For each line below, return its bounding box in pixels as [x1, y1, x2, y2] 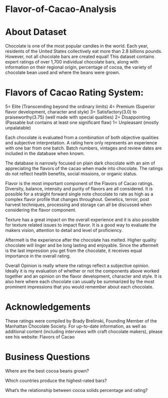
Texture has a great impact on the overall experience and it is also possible [5, 216, 159, 223]
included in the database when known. [5, 150, 85, 156]
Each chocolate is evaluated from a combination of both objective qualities [5, 134, 159, 140]
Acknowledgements [5, 301, 91, 313]
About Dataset [5, 26, 66, 38]
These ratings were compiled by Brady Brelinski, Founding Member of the [5, 318, 157, 323]
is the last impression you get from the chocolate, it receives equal [5, 247, 142, 253]
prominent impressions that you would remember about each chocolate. [5, 284, 154, 290]
